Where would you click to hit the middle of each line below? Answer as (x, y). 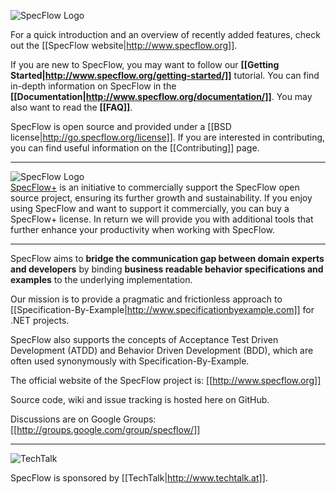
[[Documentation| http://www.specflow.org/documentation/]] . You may (161, 96)
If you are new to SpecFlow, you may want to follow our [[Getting (145, 64)
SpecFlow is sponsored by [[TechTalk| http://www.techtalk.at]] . (139, 478)
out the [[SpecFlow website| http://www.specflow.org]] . (124, 45)
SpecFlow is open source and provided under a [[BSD (121, 126)
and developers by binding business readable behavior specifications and (167, 269)
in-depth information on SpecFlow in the (93, 86)
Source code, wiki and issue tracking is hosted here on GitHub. (140, 399)
